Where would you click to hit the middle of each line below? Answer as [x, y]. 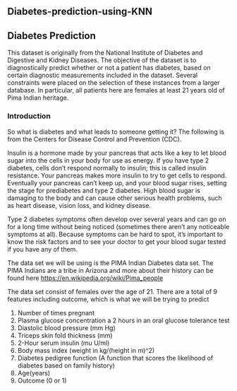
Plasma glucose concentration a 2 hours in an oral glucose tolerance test [123, 320]
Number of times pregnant [56, 313]
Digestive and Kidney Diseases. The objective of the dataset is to [102, 60]
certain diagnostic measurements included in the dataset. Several [103, 75]
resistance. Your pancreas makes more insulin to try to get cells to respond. [117, 175]
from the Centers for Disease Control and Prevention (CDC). [95, 139]
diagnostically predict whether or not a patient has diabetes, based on [109, 68]
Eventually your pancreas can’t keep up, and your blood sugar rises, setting [117, 182]
